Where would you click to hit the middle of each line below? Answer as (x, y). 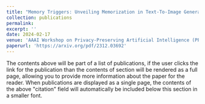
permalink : (20, 23)
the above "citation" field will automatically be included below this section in (102, 89)
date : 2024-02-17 (28, 35)
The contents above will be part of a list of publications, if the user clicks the (102, 63)
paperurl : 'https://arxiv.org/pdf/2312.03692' (67, 46)
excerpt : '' (21, 29)
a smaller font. (24, 95)
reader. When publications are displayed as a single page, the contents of (99, 82)
